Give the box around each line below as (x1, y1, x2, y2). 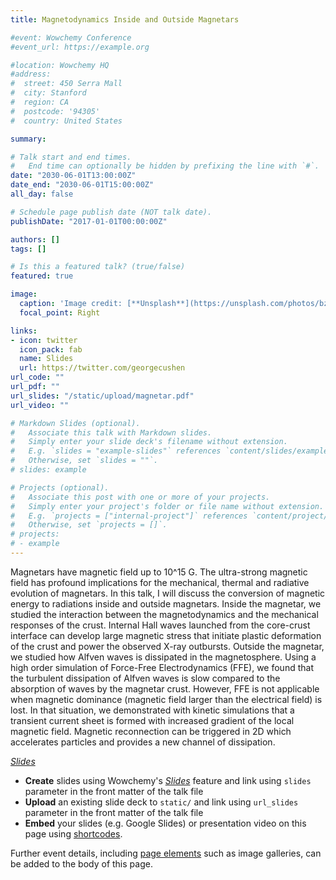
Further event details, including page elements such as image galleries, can (10, 847, 322, 859)
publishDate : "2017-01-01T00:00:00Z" (10, 216, 168, 226)
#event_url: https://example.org (10, 42, 150, 52)
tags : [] (10, 244, 47, 254)
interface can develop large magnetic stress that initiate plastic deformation (10, 629, 322, 641)
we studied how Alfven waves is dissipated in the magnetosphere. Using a (10, 651, 317, 663)
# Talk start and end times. (10, 152, 132, 162)
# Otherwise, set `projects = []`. (10, 520, 168, 530)
